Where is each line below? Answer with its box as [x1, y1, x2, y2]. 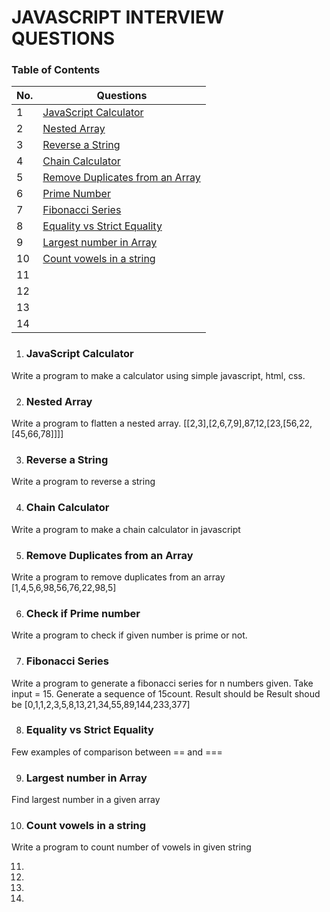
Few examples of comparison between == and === [11, 746, 223, 758]
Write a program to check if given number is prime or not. [11, 629, 248, 641]
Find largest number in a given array [11, 794, 161, 806]
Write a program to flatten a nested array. [11, 417, 182, 430]
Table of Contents [11, 63, 101, 77]
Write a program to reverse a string [11, 476, 156, 488]
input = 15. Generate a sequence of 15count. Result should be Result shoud [11, 687, 321, 700]
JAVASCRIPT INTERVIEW [11, 6, 225, 29]
